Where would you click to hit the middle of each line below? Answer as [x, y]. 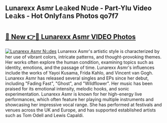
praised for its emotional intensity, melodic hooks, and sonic [67, 89]
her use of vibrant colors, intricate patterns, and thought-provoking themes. [83, 57]
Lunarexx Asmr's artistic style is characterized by [109, 51]
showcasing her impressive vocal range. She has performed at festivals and [83, 105]
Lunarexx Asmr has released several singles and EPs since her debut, [77, 78]
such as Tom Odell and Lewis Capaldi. [45, 115]
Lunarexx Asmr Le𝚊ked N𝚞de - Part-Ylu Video [78, 8]
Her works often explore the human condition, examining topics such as [79, 62]
